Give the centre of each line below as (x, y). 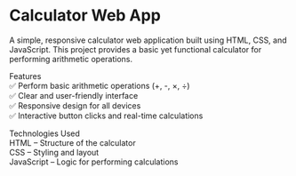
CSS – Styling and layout (54, 152)
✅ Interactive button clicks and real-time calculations (106, 116)
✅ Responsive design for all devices (75, 105)
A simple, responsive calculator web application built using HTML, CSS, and (148, 40)
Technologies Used (44, 133)
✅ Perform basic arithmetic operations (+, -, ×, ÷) (100, 85)
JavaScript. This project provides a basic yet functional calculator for (136, 49)
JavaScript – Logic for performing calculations (94, 162)
